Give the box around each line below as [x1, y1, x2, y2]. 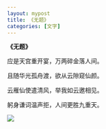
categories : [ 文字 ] [7, 23, 61, 30]
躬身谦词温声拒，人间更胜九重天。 [7, 101, 103, 109]
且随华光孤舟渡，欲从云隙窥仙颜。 [7, 71, 103, 80]
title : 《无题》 [7, 16, 49, 23]
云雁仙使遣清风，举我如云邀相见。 [7, 86, 103, 95]
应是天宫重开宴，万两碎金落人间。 [7, 57, 103, 65]
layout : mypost [7, 10, 51, 17]
